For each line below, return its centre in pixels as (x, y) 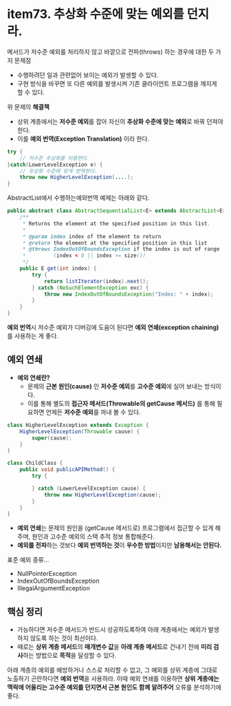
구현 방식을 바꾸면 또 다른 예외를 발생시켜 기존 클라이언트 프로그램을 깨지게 (117, 83)
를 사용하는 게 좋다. (33, 336)
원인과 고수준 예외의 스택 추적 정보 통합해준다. (93, 537)
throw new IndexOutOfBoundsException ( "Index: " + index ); (129, 294)
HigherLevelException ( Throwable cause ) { (79, 431)
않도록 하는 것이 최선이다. (64, 638)
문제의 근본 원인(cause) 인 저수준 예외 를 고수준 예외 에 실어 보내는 (115, 386)
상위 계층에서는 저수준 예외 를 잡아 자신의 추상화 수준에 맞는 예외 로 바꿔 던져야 (120, 121)
